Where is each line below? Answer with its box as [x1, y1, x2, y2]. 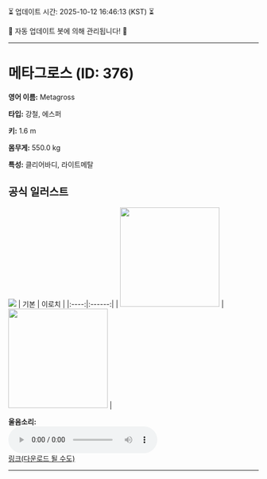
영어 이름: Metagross [8, 92, 75, 102]
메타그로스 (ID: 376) [8, 64, 134, 83]
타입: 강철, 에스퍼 [8, 109, 62, 118]
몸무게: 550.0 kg [8, 142, 61, 153]
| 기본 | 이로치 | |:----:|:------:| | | [17, 299, 224, 308]
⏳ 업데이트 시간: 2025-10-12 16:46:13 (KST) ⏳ [8, 7, 155, 16]
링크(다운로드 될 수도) [8, 454, 75, 463]
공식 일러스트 [8, 185, 69, 199]
